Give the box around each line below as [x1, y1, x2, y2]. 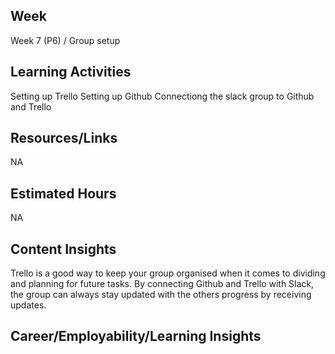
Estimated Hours [10, 185, 117, 202]
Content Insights [10, 240, 117, 258]
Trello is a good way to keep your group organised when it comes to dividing [10, 267, 326, 279]
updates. [10, 299, 47, 311]
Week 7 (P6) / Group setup [10, 34, 121, 46]
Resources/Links [10, 130, 118, 147]
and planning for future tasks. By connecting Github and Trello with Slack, [10, 278, 315, 290]
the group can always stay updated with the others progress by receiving [10, 289, 312, 301]
